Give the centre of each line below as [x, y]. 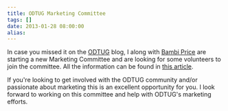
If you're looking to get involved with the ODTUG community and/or [102, 80]
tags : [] [20, 20]
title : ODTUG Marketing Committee [57, 13]
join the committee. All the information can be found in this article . [100, 66]
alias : [16, 33]
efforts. [18, 102]
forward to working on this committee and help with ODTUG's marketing [109, 95]
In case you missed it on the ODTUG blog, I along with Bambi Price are [107, 52]
